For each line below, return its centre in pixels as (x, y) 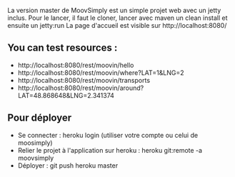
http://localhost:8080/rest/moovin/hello (76, 65)
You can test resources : (62, 48)
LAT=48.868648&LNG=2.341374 (66, 95)
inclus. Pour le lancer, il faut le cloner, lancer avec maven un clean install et (117, 18)
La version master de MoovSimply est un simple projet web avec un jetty (114, 10)
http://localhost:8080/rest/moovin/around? (81, 88)
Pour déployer (40, 118)
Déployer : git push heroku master (68, 165)
